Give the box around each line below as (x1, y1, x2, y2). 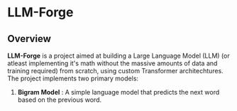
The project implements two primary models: (7, 74, 139, 83)
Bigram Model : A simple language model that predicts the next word (17, 88, 220, 96)
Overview (7, 33, 52, 45)
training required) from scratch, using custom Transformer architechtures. (7, 67, 224, 75)
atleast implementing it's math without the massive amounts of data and (7, 59, 218, 68)
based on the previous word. (17, 95, 101, 104)
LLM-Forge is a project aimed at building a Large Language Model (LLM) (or (7, 51, 230, 60)
